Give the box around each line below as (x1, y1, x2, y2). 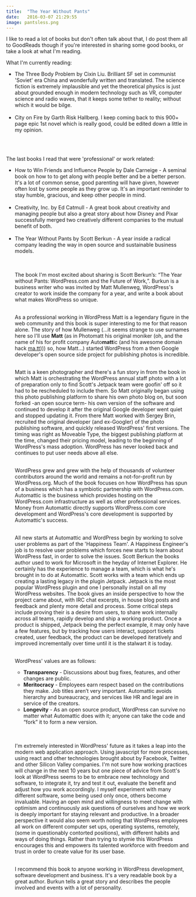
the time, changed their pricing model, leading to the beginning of (14, 437, 173, 444)
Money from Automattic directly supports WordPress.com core (14, 504, 166, 511)
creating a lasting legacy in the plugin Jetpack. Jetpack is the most (14, 578, 176, 585)
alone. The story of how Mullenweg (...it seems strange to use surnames (14, 326, 190, 334)
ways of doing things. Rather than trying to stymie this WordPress (14, 836, 173, 843)
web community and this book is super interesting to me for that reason (14, 320, 187, 327)
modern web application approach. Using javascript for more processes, (14, 748, 190, 755)
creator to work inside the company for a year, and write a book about (14, 290, 183, 297)
